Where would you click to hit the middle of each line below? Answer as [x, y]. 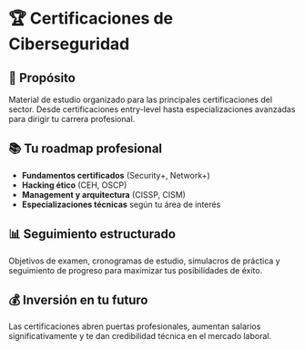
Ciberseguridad [69, 44]
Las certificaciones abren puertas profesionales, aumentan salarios [135, 326]
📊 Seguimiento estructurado [92, 234]
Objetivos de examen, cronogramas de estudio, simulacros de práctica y [144, 261]
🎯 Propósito [42, 78]
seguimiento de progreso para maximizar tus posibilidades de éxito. [136, 270]
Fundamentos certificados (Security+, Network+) [116, 175]
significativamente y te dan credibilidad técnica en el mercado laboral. [140, 336]
